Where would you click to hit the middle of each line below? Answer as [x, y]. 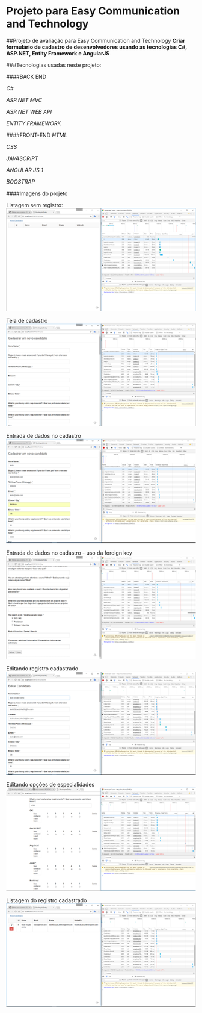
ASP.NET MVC [24, 100]
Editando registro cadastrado [42, 669]
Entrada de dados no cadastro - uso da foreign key [69, 553]
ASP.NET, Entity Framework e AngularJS [58, 53]
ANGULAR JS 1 [25, 170]
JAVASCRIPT [22, 158]
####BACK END [26, 76]
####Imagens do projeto [37, 193]
